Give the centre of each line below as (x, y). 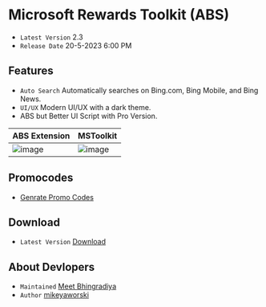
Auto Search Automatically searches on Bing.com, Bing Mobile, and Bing (139, 90)
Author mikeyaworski (54, 295)
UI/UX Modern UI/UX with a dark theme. (85, 107)
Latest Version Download (63, 242)
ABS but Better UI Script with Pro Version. (89, 116)
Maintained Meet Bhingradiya (68, 286)
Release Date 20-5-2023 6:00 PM (76, 45)
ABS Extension (41, 136)
